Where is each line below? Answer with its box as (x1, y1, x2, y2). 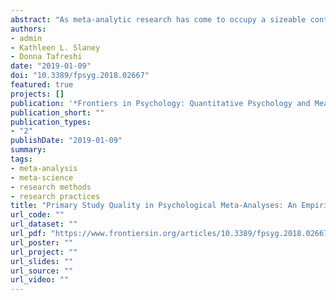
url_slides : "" (10, 256, 74, 266)
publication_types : (10, 117, 92, 127)
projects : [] (10, 89, 65, 99)
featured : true (10, 80, 74, 90)
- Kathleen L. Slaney (10, 42, 101, 53)
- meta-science (10, 172, 74, 183)
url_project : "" (10, 247, 78, 257)
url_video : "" (10, 275, 70, 285)
